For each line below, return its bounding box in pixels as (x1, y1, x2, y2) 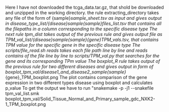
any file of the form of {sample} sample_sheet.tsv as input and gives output (5, 15, 162, 21)
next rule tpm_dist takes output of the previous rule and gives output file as (5, 31, 162, 37)
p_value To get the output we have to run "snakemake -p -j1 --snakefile (5, 85, 154, 91)
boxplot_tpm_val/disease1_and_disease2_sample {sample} (5, 69, 126, 75)
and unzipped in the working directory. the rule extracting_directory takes (5, 10, 159, 16)
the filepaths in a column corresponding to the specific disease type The (5, 26, 158, 32)
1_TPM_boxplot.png (5, 101, 46, 107)
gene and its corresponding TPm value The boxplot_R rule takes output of (5, 58, 160, 64)
